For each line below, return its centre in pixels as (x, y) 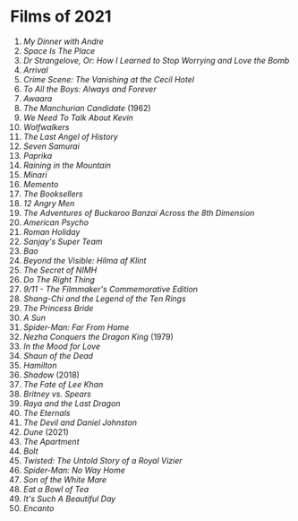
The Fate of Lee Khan (63, 384)
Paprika (38, 155)
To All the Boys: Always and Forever (89, 89)
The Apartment (51, 441)
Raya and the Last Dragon (72, 403)
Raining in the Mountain (67, 165)
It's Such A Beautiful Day (69, 499)
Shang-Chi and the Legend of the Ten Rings (104, 299)
